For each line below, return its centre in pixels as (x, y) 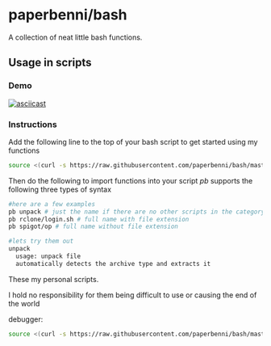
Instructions (33, 124)
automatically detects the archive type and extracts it (113, 264)
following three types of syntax (60, 189)
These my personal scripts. (54, 279)
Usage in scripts (50, 63)
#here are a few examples (52, 204)
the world (24, 303)
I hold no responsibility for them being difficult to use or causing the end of (133, 295)
